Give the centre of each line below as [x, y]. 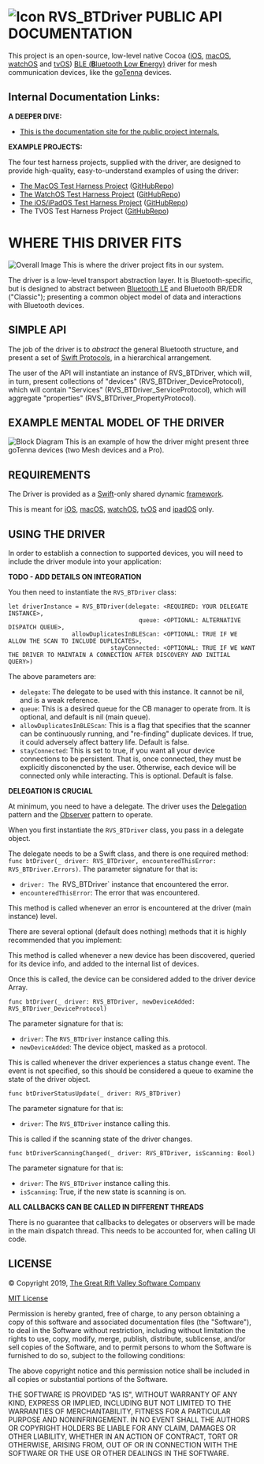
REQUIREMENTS [49, 475]
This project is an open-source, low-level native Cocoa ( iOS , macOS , [120, 55]
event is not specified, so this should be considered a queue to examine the [131, 1071]
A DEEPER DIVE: [35, 116]
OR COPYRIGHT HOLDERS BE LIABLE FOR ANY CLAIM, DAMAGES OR [122, 1428]
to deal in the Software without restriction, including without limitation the [127, 1330]
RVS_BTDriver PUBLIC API [136, 17]
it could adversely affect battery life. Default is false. [104, 741]
